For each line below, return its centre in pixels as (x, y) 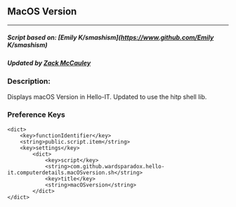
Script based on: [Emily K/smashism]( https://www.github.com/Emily (111, 37)
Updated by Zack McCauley (49, 63)
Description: (29, 82)
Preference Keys (36, 115)
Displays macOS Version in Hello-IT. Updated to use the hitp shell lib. (107, 96)
